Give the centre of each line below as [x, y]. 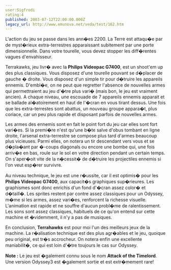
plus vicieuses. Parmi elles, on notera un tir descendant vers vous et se [80, 141]
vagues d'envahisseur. [29, 57]
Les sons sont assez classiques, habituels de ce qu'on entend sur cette [80, 211]
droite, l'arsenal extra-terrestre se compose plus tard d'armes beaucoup [81, 136]
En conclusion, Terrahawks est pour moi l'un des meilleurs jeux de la [78, 228]
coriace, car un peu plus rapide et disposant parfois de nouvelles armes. [81, 115]
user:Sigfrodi [20, 10]
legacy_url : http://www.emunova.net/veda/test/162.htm [65, 24]
